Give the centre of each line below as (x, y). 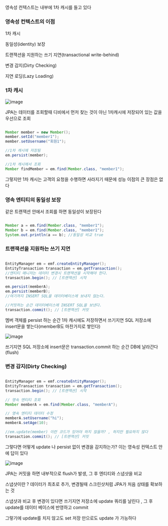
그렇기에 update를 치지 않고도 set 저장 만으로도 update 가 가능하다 (71, 518)
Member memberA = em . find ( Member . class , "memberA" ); (61, 405)
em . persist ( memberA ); (28, 287)
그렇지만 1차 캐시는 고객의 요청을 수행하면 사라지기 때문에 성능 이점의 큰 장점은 (81, 179)
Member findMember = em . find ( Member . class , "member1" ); (65, 169)
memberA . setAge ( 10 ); (27, 423)
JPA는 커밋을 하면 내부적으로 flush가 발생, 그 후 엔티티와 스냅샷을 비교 (74, 473)
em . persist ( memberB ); (28, 292)
